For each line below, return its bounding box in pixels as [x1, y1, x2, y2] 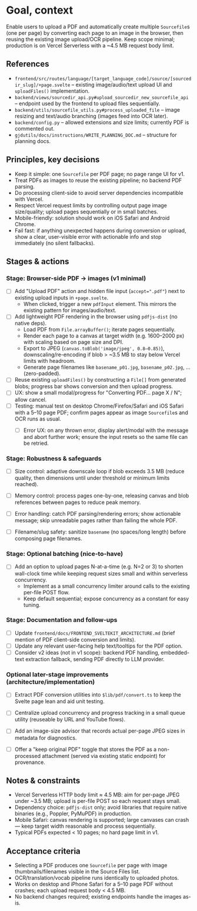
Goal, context [6, 4, 74, 17]
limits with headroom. [23, 357, 76, 365]
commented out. [14, 125, 55, 132]
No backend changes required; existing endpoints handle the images [14, 893, 182, 900]
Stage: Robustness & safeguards [6, 454, 102, 463]
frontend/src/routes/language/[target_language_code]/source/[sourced [14, 76, 192, 82]
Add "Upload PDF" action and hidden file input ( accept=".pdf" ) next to [14, 288, 185, 295]
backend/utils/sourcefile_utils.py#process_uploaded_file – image [14, 106, 181, 113]
